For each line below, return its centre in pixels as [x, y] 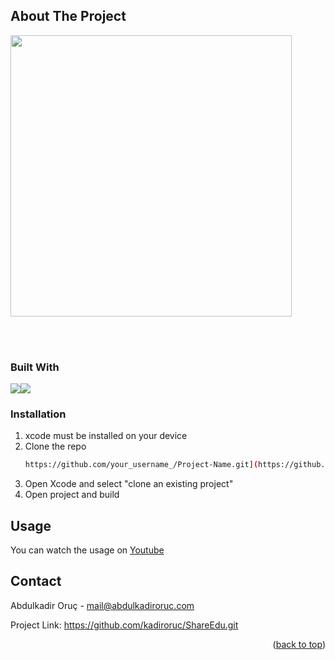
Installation [38, 414]
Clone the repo [55, 446]
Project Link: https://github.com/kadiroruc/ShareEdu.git [124, 625]
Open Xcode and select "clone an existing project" [129, 484]
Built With [35, 367]
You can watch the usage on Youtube [87, 550]
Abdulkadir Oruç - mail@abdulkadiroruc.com [102, 605]
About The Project [68, 16]
